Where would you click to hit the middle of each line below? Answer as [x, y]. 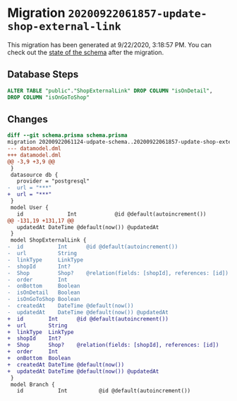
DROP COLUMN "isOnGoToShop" [49, 97]
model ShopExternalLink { [48, 240]
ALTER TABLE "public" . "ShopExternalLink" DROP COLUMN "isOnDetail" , [110, 91]
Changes [28, 119]
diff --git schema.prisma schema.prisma [68, 135]
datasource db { [34, 175]
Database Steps [43, 74]
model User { [30, 207]
